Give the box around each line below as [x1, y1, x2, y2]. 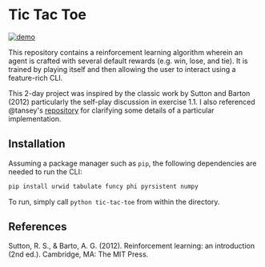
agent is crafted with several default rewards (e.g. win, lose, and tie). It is [8, 56, 248, 66]
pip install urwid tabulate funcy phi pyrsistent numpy [8, 182, 199, 190]
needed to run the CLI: [8, 166, 82, 177]
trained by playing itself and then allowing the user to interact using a [8, 64, 236, 74]
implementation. [8, 114, 62, 123]
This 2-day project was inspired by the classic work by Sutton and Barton [8, 88, 251, 98]
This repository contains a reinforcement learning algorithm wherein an [8, 47, 243, 57]
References [8, 220, 67, 233]
